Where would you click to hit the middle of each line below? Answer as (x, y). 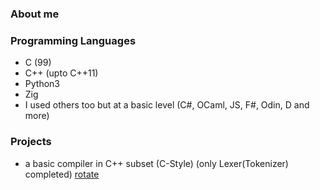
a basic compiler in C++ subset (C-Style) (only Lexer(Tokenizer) (156, 163)
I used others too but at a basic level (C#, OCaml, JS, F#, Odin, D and (167, 105)
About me (35, 14)
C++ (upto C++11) (61, 73)
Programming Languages (73, 40)
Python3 (42, 84)
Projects (31, 142)
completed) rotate (62, 174)
